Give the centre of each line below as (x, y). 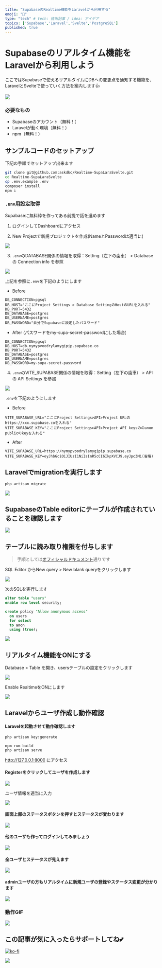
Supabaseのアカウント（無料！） (45, 122)
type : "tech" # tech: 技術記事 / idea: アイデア (52, 18)
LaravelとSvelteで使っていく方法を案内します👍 (53, 86)
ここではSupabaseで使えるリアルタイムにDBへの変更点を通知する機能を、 (80, 80)
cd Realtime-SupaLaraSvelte (33, 177)
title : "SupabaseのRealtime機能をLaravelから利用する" (58, 9)
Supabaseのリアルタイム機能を (68, 53)
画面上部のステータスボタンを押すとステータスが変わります (65, 814)
